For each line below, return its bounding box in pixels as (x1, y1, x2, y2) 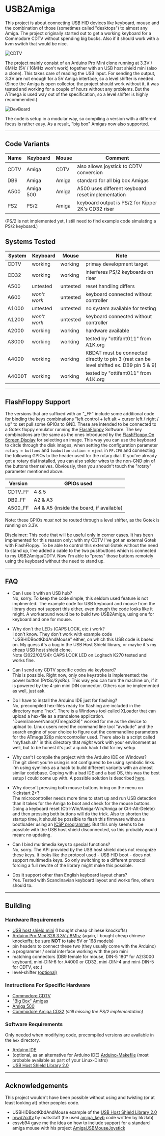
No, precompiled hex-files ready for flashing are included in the (12, 703, 141, 709)
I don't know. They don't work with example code (12, 631, 112, 637)
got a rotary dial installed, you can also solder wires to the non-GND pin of (5, 458, 156, 464)
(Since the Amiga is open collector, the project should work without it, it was (5, 80, 159, 87)
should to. (12, 882, 33, 888)
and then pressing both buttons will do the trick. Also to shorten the (12, 811, 149, 817)
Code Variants (5, 140, 50, 148)
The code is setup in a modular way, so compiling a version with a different (5, 115, 157, 121)
